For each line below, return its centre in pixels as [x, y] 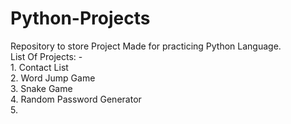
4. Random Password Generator [76, 99]
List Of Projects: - [46, 56]
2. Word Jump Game [53, 78]
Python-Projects [80, 18]
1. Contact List [39, 67]
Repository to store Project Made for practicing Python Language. [146, 46]
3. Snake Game [41, 88]
